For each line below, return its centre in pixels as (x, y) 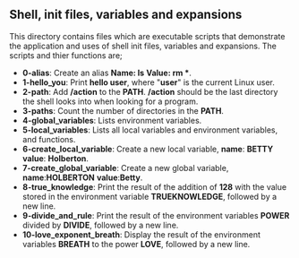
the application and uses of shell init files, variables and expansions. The (143, 46)
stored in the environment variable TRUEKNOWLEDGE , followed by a (149, 196)
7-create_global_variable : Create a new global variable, (125, 168)
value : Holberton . (56, 158)
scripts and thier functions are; (66, 55)
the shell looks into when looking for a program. (110, 101)
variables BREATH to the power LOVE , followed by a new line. (136, 244)
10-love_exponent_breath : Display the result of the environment (141, 234)
